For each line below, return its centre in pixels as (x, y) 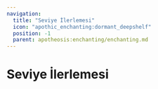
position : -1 (32, 33)
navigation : (24, 14)
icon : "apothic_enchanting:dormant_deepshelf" (82, 27)
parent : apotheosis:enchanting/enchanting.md (81, 40)
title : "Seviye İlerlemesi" (54, 20)
